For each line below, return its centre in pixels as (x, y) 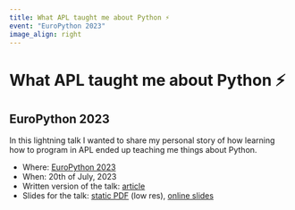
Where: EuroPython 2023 (69, 167)
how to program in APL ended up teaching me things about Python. (133, 150)
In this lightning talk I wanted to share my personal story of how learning (142, 140)
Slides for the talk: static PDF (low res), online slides (118, 196)
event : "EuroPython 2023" (57, 26)
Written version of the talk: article (84, 186)
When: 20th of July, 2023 (69, 177)
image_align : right (46, 34)
